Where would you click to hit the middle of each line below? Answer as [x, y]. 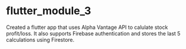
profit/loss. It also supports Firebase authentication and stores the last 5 [93, 33]
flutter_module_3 [49, 11]
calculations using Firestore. [40, 40]
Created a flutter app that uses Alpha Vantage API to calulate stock [87, 27]
